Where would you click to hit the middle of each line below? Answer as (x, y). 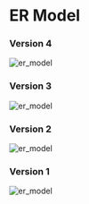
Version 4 (31, 44)
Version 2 (30, 129)
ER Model (45, 16)
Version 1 (30, 171)
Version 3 (30, 86)
